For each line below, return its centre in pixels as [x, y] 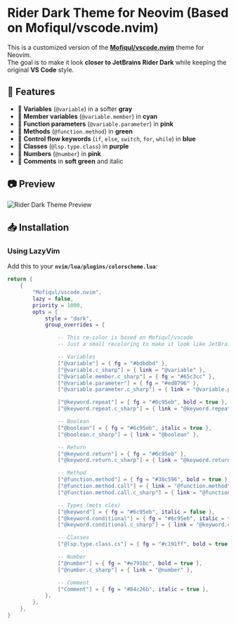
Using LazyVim [34, 251]
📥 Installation [38, 227]
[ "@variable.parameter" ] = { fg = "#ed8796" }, [128, 383]
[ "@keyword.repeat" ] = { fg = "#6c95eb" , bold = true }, [143, 402]
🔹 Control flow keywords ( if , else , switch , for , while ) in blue [106, 138]
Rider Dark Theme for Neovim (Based [118, 13]
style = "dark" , [68, 318]
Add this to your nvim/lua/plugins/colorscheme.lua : [83, 266]
